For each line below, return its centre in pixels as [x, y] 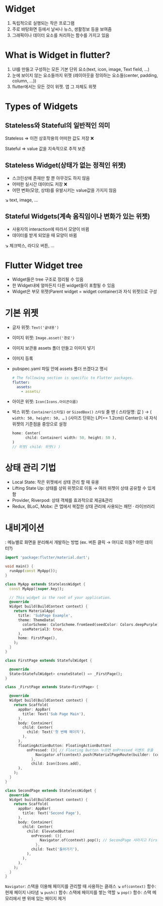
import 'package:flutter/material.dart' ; [48, 558]
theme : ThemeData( [36, 620]
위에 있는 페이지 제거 [47, 899]
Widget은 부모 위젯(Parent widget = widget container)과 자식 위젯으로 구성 [84, 292]
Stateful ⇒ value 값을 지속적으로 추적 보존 [45, 148]
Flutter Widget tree [44, 265]
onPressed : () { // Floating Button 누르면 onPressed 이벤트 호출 [90, 750]
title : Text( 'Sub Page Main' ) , [54, 714]
